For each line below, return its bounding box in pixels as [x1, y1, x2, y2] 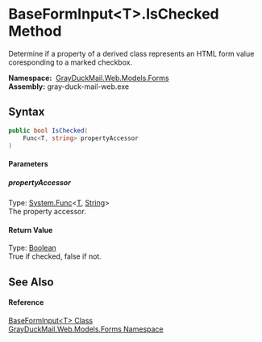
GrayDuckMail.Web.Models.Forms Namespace [8, 324, 164, 334]
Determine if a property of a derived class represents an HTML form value [8, 49, 255, 58]
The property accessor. [8, 206, 86, 216]
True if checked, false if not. [8, 251, 102, 261]
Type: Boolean [8, 243, 56, 253]
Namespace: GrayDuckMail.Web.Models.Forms [8, 73, 169, 82]
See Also [8, 275, 54, 289]
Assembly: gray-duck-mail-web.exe [8, 82, 130, 91]
